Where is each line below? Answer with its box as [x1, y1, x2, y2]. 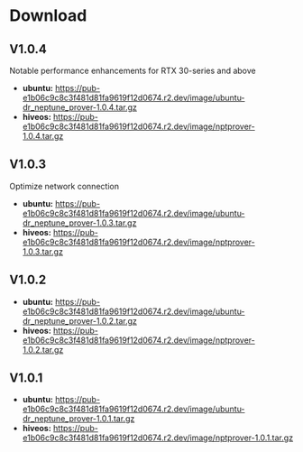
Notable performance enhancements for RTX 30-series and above [9, 65, 256, 76]
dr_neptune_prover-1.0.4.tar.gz [22, 102, 138, 113]
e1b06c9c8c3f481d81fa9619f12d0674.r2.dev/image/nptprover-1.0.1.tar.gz [22, 432, 294, 443]
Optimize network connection [9, 180, 120, 191]
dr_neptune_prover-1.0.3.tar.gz [22, 217, 137, 228]
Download [9, 5, 87, 26]
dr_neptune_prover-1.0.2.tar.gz [22, 315, 138, 326]
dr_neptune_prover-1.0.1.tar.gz [22, 413, 135, 424]
